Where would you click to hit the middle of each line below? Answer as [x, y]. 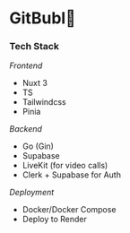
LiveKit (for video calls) [65, 166]
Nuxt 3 [35, 83]
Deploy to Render [54, 220]
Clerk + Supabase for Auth [71, 175]
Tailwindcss [44, 102]
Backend [26, 129]
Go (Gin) [38, 146]
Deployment [32, 193]
